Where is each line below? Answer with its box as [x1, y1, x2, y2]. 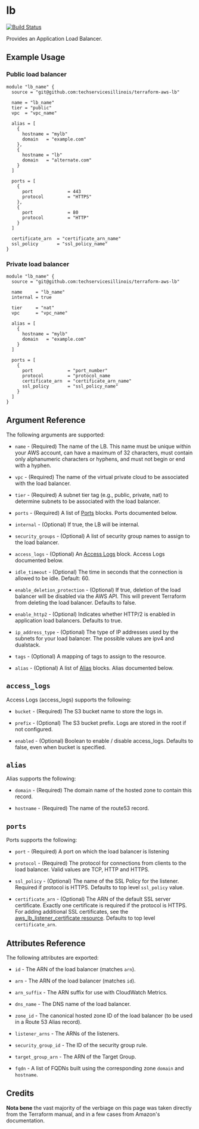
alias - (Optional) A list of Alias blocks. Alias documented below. [14, 664, 174, 672]
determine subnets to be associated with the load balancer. [14, 498, 161, 505]
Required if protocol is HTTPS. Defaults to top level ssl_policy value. [14, 884, 185, 891]
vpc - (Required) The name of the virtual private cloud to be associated [14, 473, 189, 480]
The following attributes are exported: [6, 954, 99, 961]
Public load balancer [6, 70, 67, 78]
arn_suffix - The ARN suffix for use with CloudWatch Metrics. [14, 988, 168, 996]
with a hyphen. [14, 462, 52, 469]
